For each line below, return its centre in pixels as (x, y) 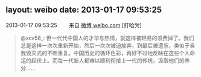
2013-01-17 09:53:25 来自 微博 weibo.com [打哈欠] (74, 25)
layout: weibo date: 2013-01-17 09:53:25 (84, 10)
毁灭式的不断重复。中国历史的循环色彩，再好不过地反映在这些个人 (108, 53)
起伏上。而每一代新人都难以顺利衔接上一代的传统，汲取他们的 (108, 60)
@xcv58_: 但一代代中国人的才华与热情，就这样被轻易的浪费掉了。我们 (107, 38)
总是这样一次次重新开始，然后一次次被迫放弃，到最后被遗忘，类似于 (105, 45)
